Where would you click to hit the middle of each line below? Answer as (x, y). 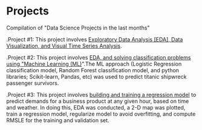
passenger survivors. (33, 83)
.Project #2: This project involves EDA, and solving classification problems (99, 57)
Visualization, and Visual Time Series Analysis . (64, 46)
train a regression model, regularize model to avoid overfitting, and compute (101, 114)
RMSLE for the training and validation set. (58, 120)
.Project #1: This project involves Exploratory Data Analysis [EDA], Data (95, 39)
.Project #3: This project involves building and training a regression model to (101, 94)
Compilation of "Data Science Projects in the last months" (78, 28)
